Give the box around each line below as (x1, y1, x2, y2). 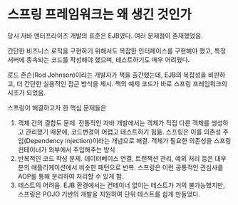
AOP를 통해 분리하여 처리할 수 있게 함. (17, 172, 124, 180)
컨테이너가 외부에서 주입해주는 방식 (17, 145, 115, 154)
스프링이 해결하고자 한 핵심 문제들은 (7, 103, 107, 112)
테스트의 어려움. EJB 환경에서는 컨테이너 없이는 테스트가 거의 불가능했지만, (17, 181, 226, 189)
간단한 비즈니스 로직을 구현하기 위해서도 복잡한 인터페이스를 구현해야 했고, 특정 (7, 46, 227, 55)
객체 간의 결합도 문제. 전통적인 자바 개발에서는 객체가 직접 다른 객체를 (17, 118, 210, 127)
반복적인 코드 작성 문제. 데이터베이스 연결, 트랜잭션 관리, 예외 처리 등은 (17, 154, 214, 162)
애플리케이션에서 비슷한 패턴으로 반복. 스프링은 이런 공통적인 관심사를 (31, 163, 224, 172)
